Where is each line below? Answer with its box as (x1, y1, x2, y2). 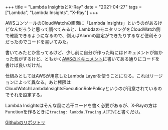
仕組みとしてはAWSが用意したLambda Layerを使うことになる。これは (5, 73, 150, 79)
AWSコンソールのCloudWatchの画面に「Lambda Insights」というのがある (5, 20, 158, 26)
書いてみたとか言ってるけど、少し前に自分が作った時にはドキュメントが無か (5, 49, 163, 55)
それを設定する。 (9, 92, 45, 98)
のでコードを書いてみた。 (18, 39, 71, 45)
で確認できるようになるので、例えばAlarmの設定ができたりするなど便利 (5, 33, 153, 38)
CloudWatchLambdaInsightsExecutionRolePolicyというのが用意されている (5, 86, 158, 91)
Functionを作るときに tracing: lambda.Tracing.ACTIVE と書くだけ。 (5, 109, 143, 114)
